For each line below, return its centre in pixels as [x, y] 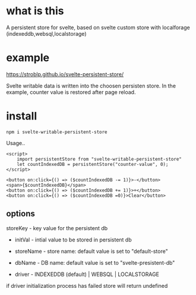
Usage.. [16, 143]
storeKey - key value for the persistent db [57, 228]
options [21, 214]
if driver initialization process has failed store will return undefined [87, 285]
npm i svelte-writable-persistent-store [57, 132]
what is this [35, 11]
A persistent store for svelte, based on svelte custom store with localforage [98, 27]
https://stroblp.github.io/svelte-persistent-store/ [65, 74]
